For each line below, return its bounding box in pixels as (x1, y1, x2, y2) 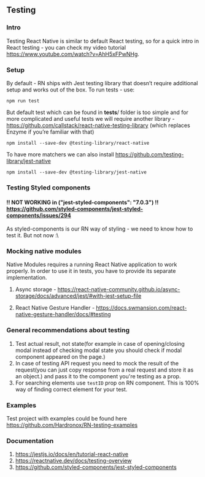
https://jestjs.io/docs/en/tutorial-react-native (15, 451, 129, 458)
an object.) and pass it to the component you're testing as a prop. (15, 372, 181, 380)
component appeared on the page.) (15, 353, 106, 361)
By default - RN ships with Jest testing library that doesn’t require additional (6, 79, 198, 86)
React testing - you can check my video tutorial (6, 44, 126, 51)
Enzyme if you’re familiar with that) (6, 128, 95, 135)
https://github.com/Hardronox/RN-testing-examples (6, 421, 138, 429)
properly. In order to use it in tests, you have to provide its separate (6, 267, 176, 275)
